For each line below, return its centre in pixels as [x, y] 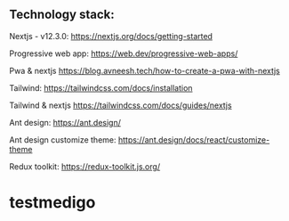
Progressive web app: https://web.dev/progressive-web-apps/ [124, 53]
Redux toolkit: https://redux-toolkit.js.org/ [85, 166]
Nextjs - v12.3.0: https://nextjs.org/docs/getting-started [111, 36]
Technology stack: [62, 15]
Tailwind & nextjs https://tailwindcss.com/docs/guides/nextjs [121, 105]
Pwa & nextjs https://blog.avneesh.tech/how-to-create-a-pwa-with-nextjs [144, 70]
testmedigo [52, 202]
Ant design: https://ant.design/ [65, 122]
